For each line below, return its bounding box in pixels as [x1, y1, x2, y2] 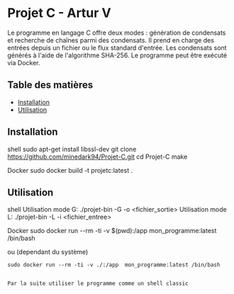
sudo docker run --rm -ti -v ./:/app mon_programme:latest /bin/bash [7, 261, 221, 268]
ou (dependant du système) [7, 248, 89, 256]
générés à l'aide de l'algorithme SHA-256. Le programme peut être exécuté [7, 51, 228, 60]
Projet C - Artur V [7, 5, 111, 21]
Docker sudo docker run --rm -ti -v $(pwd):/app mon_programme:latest [7, 227, 217, 235]
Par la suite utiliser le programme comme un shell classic [7, 280, 189, 288]
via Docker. [7, 58, 40, 67]
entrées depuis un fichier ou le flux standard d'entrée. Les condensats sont [7, 43, 227, 52]
